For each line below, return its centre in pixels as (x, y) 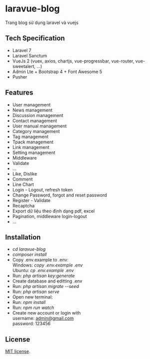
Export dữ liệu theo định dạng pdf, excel (53, 211)
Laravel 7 (22, 50)
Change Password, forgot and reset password (60, 195)
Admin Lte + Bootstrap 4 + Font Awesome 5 (57, 71)
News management (32, 110)
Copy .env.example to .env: (40, 260)
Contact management (35, 120)
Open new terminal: (33, 297)
